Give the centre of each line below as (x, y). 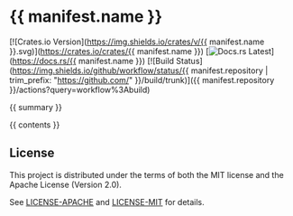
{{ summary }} (36, 107)
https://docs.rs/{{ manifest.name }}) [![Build (93, 61)
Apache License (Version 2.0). (65, 184)
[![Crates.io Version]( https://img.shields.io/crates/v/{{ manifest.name (137, 42)
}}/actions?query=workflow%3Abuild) (80, 89)
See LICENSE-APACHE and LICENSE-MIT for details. (107, 202)
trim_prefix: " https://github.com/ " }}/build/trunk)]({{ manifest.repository (142, 80)
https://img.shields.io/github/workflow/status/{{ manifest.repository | (140, 70)
